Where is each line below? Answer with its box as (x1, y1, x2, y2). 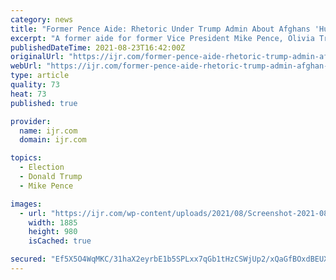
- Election (19, 162, 65, 173)
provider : (10, 116, 52, 126)
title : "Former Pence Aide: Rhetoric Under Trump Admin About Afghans (10, 24, 311, 34)
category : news (10, 14, 74, 25)
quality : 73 (10, 80, 60, 90)
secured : (10, 254, 47, 265)
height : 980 (28, 227, 78, 237)
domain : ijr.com (19, 135, 87, 145)
